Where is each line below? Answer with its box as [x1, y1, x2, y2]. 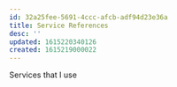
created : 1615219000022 [9, 46, 97, 54]
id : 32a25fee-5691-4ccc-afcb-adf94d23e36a [9, 12, 168, 22]
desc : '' [9, 29, 42, 38]
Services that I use [9, 69, 78, 80]
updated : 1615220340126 [9, 37, 97, 47]
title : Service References [9, 21, 109, 30]
